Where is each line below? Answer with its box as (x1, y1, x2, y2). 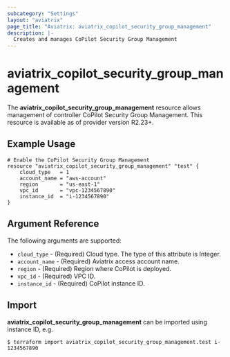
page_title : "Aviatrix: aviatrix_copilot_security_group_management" (7, 23, 212, 30)
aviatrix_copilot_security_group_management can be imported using (7, 317, 207, 326)
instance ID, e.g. (7, 325, 53, 333)
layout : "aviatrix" (7, 17, 64, 24)
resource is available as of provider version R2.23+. (7, 119, 154, 127)
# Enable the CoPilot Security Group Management (7, 157, 150, 164)
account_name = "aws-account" (19, 175, 107, 182)
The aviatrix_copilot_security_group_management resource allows (7, 103, 202, 112)
